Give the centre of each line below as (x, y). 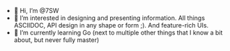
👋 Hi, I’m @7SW (36, 11)
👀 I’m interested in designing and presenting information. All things (109, 18)
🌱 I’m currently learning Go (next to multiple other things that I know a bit (118, 32)
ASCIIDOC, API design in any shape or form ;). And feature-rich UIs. (111, 25)
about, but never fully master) (56, 40)
